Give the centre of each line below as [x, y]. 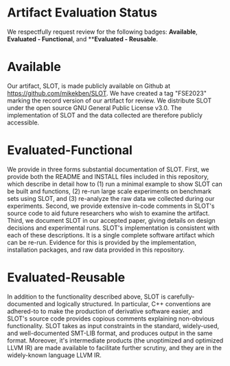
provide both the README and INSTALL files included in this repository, [108, 176]
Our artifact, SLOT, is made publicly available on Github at [89, 86]
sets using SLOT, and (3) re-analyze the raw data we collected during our [111, 198]
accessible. [23, 122]
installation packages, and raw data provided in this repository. [96, 250]
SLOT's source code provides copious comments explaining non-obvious [111, 319]
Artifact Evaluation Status [82, 13]
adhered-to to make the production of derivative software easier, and [105, 311]
